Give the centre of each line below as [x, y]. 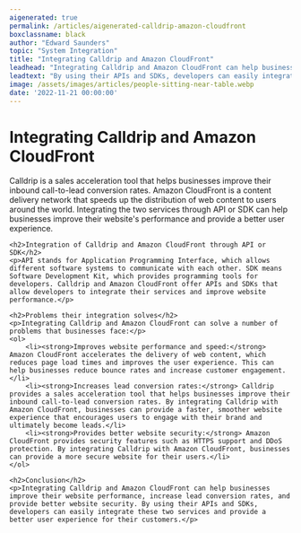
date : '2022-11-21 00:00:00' [64, 92]
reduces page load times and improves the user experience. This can [142, 363]
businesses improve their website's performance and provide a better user [147, 219]
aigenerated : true [43, 17]
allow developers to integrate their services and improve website [138, 293]
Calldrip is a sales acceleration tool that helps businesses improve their [140, 181]
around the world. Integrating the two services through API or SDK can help [149, 210]
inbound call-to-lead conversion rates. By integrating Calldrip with [144, 402]
